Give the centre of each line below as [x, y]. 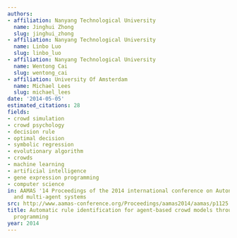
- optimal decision [36, 138]
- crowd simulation [36, 118]
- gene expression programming [53, 177]
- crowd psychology [36, 125]
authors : [20, 14]
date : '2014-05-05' [36, 99]
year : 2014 [23, 223]
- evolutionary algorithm [45, 151]
